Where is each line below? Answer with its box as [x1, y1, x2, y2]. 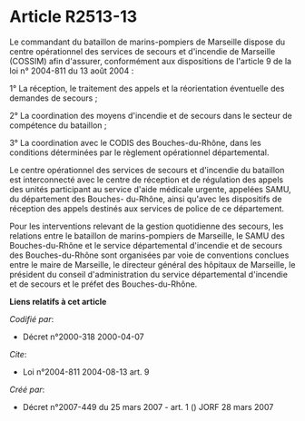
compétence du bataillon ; [9, 120, 107, 131]
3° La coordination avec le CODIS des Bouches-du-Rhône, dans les [9, 137, 261, 148]
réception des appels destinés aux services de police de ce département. [9, 202, 284, 214]
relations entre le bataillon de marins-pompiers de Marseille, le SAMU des [9, 230, 286, 241]
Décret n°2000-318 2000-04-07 [22, 331, 144, 342]
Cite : [9, 348, 27, 359]
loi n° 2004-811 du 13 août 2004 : [9, 65, 134, 76]
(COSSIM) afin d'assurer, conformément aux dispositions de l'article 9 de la [9, 55, 292, 66]
